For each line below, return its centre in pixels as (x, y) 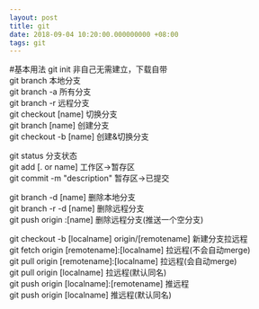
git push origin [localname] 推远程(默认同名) (91, 295)
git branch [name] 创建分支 (59, 126)
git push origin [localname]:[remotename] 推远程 (99, 284)
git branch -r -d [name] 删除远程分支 (77, 208)
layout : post (34, 18)
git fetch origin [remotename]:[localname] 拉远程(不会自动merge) (130, 250)
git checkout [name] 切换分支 (64, 114)
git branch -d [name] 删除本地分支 (73, 198)
